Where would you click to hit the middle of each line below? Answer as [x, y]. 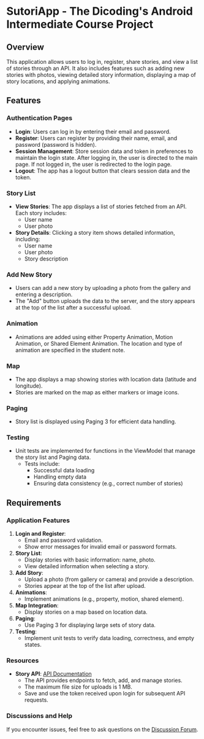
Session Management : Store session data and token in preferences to [104, 151]
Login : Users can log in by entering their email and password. [93, 131]
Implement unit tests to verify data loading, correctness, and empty [109, 638]
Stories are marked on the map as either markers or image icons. [97, 392]
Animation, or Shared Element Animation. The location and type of [99, 343]
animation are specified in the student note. [70, 350]
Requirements [34, 503]
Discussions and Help [39, 716]
